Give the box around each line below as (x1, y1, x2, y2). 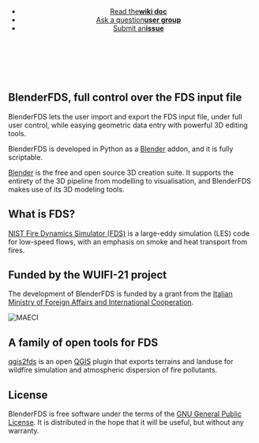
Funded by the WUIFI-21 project (8, 268, 167, 282)
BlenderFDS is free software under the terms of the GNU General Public (8, 409, 242, 418)
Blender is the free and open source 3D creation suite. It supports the (8, 168, 235, 177)
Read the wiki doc (110, 7, 167, 16)
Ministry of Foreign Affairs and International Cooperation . (8, 297, 194, 307)
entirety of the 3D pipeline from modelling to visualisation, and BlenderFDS (8, 176, 251, 185)
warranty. (8, 426, 39, 436)
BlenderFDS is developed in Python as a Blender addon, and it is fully (8, 144, 234, 153)
